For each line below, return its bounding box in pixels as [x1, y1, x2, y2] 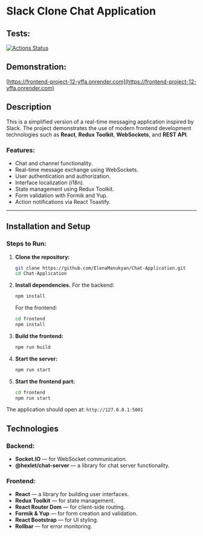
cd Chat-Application [14, 270, 67, 276]
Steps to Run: [6, 240, 47, 248]
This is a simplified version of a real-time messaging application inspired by [6, 118, 195, 125]
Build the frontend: [14, 332, 63, 339]
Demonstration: [6, 62, 67, 72]
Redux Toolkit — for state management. [14, 497, 115, 505]
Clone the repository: [14, 253, 70, 261]
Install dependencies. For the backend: [14, 281, 115, 289]
